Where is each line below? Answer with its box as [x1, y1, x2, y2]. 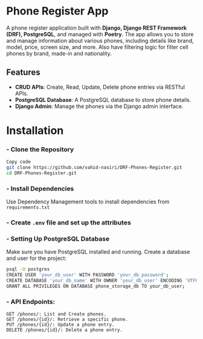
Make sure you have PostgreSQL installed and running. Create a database [6, 249, 190, 256]
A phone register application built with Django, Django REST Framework [6, 24, 187, 31]
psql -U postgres [6, 267, 50, 273]
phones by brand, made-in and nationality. [6, 49, 112, 57]
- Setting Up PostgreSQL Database [6, 235, 110, 242]
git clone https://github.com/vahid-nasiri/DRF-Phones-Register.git [6, 165, 182, 171]
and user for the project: [6, 255, 67, 262]
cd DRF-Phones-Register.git [6, 170, 77, 176]
